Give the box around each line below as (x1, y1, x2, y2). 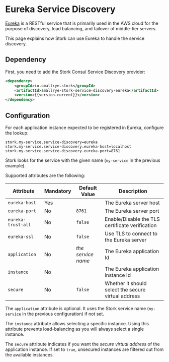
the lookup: (5, 130, 29, 136)
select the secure (105, 286, 146, 293)
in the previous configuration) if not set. (22, 311, 105, 317)
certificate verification (105, 222, 157, 229)
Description (119, 188, 147, 195)
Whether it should (105, 280, 147, 287)
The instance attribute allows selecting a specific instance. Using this (5, 320, 149, 326)
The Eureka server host (105, 199, 160, 206)
